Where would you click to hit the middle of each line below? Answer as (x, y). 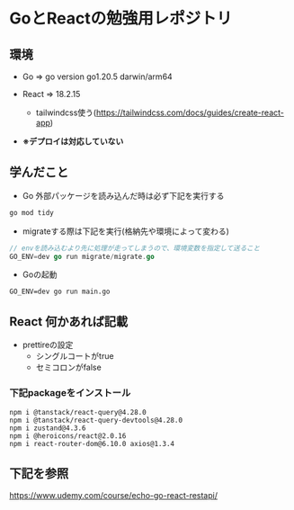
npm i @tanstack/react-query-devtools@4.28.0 (96, 420)
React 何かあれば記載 (69, 322)
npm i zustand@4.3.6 (48, 428)
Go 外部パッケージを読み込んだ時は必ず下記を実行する (123, 195)
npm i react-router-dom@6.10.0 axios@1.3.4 (92, 443)
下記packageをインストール (70, 393)
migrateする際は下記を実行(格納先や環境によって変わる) (125, 231)
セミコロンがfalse (68, 367)
